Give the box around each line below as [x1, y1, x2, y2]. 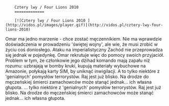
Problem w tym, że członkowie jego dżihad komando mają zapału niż [5, 57, 151, 63]
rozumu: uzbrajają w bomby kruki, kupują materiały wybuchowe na [5, 63, 146, 68]
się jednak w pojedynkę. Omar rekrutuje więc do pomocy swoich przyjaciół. [5, 52, 164, 58]
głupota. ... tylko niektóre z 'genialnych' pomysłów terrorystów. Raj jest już [5, 84, 161, 90]
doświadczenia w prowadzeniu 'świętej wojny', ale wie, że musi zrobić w [5, 41, 158, 47]
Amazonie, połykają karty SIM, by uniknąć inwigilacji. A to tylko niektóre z [5, 68, 160, 74]
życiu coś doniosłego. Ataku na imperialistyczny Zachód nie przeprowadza [5, 47, 163, 53]
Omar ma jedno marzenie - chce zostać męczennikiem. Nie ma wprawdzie [5, 36, 162, 42]
